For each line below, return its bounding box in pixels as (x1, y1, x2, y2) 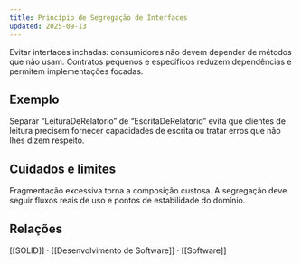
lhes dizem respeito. (9, 135, 85, 146)
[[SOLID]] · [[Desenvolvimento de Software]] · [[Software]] (9, 245, 227, 256)
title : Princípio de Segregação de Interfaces (9, 13, 188, 23)
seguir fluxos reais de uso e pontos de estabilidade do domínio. (9, 195, 246, 206)
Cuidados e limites (9, 161, 117, 176)
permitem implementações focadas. (9, 65, 144, 77)
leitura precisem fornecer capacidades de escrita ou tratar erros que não (9, 126, 282, 137)
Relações (9, 221, 63, 236)
